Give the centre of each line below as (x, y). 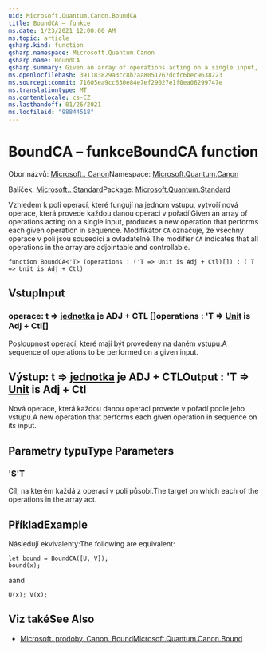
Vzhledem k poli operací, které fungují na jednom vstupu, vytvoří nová (124, 204)
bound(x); (25, 565)
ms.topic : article (39, 38)
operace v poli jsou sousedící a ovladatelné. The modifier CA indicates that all (133, 238)
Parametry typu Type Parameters (91, 451)
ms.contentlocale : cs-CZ (49, 97)
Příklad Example (48, 524)
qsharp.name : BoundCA (44, 61)
